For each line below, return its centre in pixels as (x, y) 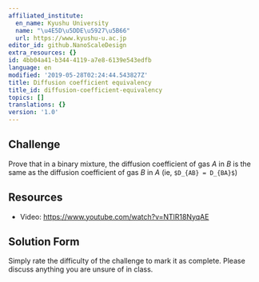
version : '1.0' (34, 113)
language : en (30, 68)
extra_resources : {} (43, 53)
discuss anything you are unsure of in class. (81, 269)
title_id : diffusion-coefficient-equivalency (85, 90)
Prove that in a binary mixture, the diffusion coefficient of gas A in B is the (130, 164)
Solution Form (44, 242)
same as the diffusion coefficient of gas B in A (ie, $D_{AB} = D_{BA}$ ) (123, 172)
